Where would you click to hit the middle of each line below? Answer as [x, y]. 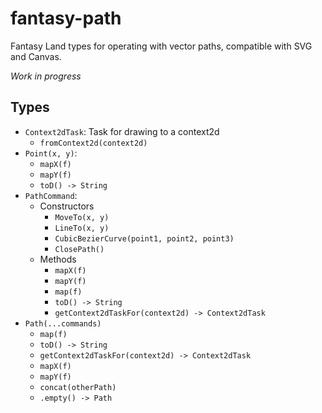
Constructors [67, 206]
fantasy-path [66, 18]
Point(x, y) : [51, 153]
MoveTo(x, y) [82, 217]
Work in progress [46, 76]
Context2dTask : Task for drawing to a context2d [122, 131]
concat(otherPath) [78, 387]
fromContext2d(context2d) [93, 143]
